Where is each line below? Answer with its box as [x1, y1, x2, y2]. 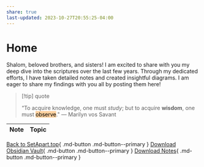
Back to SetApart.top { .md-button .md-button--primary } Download [6, 141, 176, 148]
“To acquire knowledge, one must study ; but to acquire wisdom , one [21, 105, 195, 112]
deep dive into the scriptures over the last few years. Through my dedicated [6, 68, 198, 75]
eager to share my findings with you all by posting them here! [6, 81, 161, 88]
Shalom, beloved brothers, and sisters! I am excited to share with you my [6, 61, 190, 69]
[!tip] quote [21, 92, 50, 100]
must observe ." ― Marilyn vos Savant [21, 111, 116, 118]
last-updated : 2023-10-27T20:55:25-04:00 [6, 15, 114, 21]
